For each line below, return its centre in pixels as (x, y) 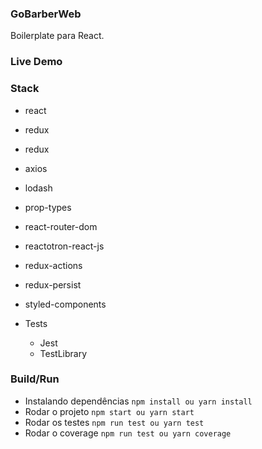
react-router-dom (61, 226)
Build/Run (35, 379)
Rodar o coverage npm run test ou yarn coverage (128, 433)
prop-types (48, 207)
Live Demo (36, 62)
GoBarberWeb (46, 14)
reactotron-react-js (64, 246)
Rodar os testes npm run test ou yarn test (114, 422)
